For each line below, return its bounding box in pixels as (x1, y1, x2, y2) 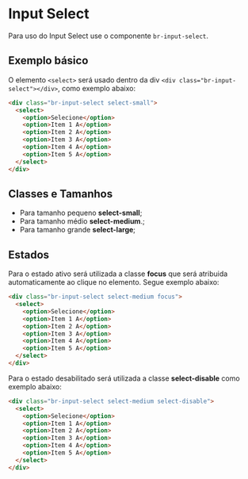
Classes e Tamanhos (8, 187, 113, 201)
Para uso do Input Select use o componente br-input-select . (8, 31, 208, 40)
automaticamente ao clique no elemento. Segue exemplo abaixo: (8, 278, 219, 287)
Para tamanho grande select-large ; (19, 225, 136, 235)
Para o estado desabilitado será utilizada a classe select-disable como (8, 374, 240, 383)
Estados (8, 247, 50, 262)
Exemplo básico (8, 54, 89, 67)
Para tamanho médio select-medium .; (19, 217, 145, 226)
